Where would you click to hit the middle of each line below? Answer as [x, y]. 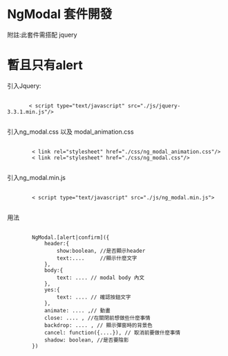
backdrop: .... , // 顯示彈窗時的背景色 [98, 325]
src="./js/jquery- [154, 106]
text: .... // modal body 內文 [101, 278]
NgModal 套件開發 [60, 14]
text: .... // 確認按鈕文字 [94, 297]
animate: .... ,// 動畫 [77, 310]
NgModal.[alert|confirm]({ [71, 237]
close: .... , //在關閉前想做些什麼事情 [97, 318]
